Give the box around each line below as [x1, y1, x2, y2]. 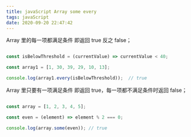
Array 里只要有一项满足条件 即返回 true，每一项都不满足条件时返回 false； [6, 87, 187, 94]
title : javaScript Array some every [6, 8, 97, 15]
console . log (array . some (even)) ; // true [6, 125, 108, 131]
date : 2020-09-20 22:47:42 [6, 20, 73, 26]
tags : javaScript [6, 14, 49, 20]
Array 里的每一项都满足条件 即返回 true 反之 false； [6, 37, 132, 44]
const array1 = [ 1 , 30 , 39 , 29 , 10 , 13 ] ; [6, 65, 110, 71]
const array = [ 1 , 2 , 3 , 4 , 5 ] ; [6, 104, 86, 110]
